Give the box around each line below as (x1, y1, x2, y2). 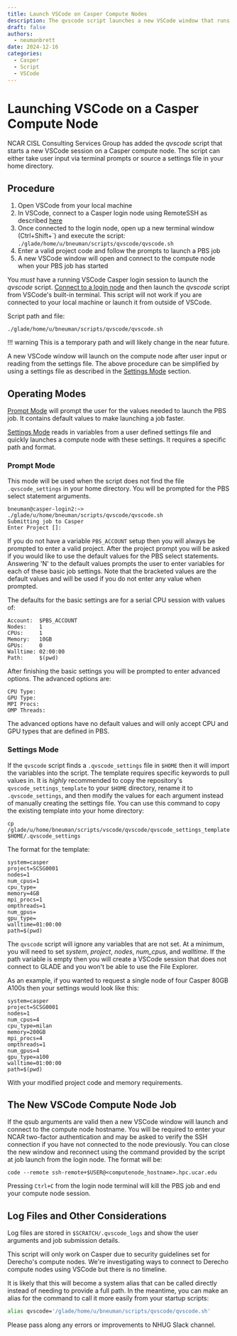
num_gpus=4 (7, 1047, 40, 1054)
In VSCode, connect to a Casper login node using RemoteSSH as (17, 209, 208, 218)
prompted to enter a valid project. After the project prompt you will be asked (7, 545, 230, 553)
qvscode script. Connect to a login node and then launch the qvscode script (7, 283, 230, 292)
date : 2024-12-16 (7, 43, 59, 50)
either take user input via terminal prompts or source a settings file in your (7, 154, 224, 163)
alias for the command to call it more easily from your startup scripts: (7, 1294, 209, 1303)
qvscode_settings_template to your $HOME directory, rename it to (7, 784, 194, 792)
